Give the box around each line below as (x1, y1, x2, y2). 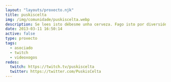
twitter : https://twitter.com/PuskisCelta (10, 69, 101, 74)
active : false (5, 31, 36, 36)
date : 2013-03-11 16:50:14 (5, 26, 63, 32)
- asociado (10, 45, 33, 50)
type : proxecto (5, 36, 38, 41)
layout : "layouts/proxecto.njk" (5, 7, 74, 13)
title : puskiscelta (5, 12, 47, 17)
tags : (5, 41, 17, 46)
